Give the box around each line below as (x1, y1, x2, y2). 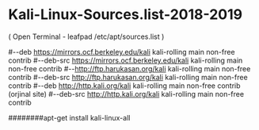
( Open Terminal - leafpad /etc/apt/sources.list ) (8, 32, 165, 41)
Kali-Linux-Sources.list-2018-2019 (8, 6, 243, 24)
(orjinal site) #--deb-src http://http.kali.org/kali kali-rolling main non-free (8, 89, 244, 98)
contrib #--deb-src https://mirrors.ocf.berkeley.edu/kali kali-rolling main (8, 55, 243, 65)
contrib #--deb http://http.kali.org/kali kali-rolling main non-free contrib (8, 81, 241, 90)
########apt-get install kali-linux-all (8, 113, 131, 122)
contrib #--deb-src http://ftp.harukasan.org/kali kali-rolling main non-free (8, 72, 248, 82)
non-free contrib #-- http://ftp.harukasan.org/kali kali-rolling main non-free (8, 63, 251, 73)
